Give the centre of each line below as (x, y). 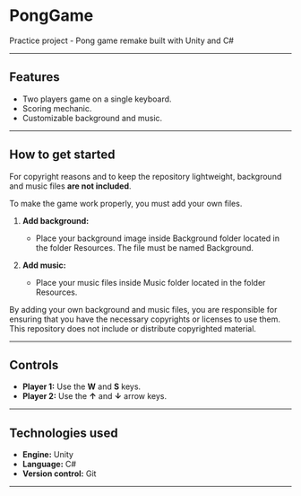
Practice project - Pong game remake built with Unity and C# (122, 40)
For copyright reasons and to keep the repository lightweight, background (146, 176)
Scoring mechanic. (57, 108)
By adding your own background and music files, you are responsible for (143, 309)
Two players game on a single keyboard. (97, 99)
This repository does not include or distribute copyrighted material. (133, 328)
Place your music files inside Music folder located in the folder (150, 282)
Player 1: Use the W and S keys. (82, 386)
